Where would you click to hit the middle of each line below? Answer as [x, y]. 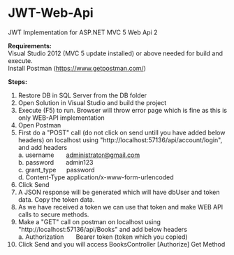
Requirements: [30, 46]
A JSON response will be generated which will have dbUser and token [119, 192]
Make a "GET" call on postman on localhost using [89, 221]
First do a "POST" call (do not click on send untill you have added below [122, 132]
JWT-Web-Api [51, 13]
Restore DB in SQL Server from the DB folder [82, 95]
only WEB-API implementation [61, 118]
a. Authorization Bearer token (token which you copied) [103, 237]
